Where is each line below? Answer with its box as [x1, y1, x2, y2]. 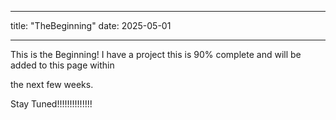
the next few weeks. [10, 79, 94, 90]
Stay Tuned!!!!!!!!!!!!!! [10, 98, 93, 110]
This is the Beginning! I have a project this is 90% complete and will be [10, 49, 302, 60]
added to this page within [10, 59, 115, 71]
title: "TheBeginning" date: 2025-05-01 [10, 20, 172, 31]
